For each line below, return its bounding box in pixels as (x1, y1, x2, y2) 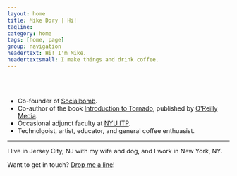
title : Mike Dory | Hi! (7, 17, 78, 24)
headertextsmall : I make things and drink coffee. (7, 56, 159, 63)
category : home (7, 30, 52, 37)
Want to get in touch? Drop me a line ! (7, 160, 115, 169)
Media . (17, 111, 38, 120)
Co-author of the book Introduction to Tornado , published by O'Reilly (17, 103, 218, 113)
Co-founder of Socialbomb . (17, 96, 97, 105)
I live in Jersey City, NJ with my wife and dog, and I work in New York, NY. (7, 146, 223, 155)
